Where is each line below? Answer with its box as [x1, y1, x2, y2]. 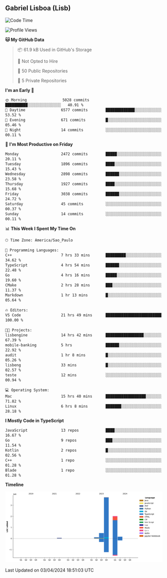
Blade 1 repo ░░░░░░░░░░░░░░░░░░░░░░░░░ [5, 468, 162, 473]
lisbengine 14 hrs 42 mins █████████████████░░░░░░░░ [5, 332, 162, 338]
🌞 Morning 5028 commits [5, 97, 90, 102]
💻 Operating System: [5, 387, 50, 393]
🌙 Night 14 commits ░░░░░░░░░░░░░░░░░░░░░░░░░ [5, 127, 162, 132]
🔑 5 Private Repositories [17, 77, 67, 83]
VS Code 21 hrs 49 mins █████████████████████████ [5, 312, 162, 318]
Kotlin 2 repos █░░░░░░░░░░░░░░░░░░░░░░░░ [5, 448, 162, 453]
